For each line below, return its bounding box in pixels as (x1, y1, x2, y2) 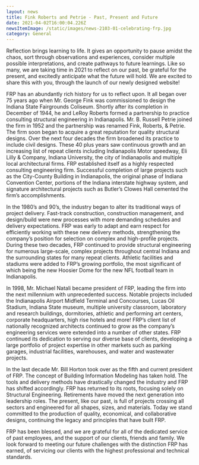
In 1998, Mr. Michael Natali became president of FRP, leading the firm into (6, 284, 187, 292)
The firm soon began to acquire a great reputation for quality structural (6, 129, 180, 136)
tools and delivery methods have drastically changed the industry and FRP (6, 379, 188, 386)
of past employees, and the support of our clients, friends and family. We (6, 435, 185, 442)
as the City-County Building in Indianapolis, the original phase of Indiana (6, 173, 183, 180)
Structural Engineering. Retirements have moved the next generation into (6, 391, 185, 398)
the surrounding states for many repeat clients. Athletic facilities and (6, 254, 173, 261)
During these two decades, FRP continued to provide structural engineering (6, 241, 191, 249)
